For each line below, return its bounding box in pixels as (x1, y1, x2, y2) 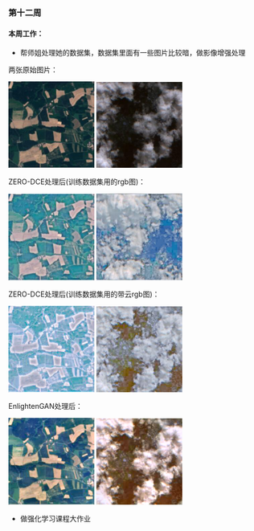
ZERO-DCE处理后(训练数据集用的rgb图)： (8, 177, 146, 186)
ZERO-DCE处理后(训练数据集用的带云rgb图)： (8, 289, 160, 299)
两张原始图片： (8, 65, 58, 75)
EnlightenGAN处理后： (8, 402, 83, 411)
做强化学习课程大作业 (19, 513, 91, 523)
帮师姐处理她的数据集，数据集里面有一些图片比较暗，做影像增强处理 (19, 48, 246, 58)
